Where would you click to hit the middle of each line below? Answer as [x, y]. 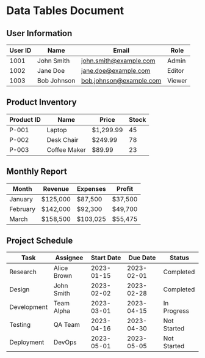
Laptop [57, 130]
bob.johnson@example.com [121, 80]
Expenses [91, 188]
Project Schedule [40, 241]
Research [23, 272]
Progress [176, 311]
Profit [125, 188]
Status [179, 258]
